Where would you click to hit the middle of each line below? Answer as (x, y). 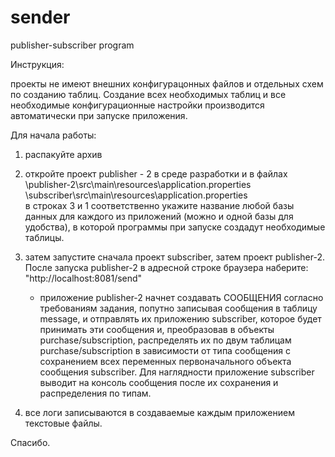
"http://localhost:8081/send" (83, 278)
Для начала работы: (53, 135)
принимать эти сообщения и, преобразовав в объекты (157, 329)
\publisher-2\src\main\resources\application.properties (138, 184)
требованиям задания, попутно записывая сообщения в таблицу (178, 308)
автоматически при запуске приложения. (99, 115)
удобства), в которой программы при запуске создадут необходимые (175, 227)
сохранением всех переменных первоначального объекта (165, 361)
